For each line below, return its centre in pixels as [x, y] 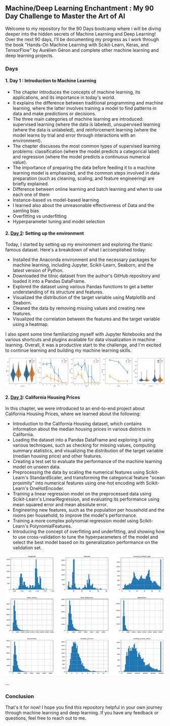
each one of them [31, 194]
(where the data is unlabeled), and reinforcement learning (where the [84, 129]
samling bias [26, 211]
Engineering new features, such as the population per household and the [88, 510]
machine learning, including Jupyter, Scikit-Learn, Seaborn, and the [83, 265]
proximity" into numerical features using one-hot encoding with [79, 483]
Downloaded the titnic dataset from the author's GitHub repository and [86, 276]
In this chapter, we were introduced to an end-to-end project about [75, 409]
